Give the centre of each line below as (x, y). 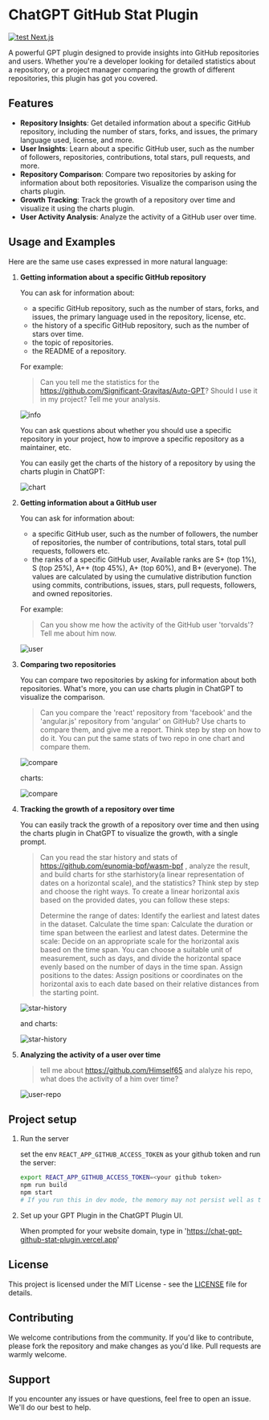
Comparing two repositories (68, 664)
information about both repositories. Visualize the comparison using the (139, 182)
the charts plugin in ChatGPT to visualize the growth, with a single (129, 833)
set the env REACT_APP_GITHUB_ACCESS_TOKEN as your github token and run (140, 1154)
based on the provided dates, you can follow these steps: (135, 900)
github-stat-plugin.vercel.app (69, 1239)
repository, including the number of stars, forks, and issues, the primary (139, 131)
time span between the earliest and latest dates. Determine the (144, 932)
